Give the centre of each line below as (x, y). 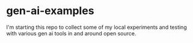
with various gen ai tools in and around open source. (71, 33)
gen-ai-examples (50, 11)
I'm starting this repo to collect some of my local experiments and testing (97, 27)
